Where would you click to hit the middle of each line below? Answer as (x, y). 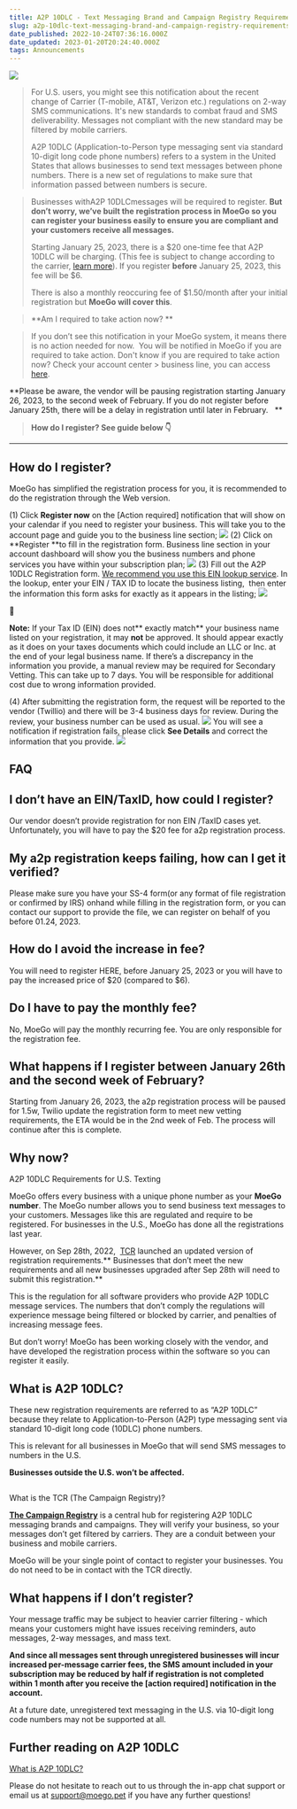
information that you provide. (62, 741)
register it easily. (39, 1361)
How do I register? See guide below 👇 (101, 428)
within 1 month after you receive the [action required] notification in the (143, 1683)
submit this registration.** (56, 1279)
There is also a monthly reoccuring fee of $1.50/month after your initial (159, 292)
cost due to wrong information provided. (83, 684)
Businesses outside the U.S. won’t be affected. (97, 1472)
